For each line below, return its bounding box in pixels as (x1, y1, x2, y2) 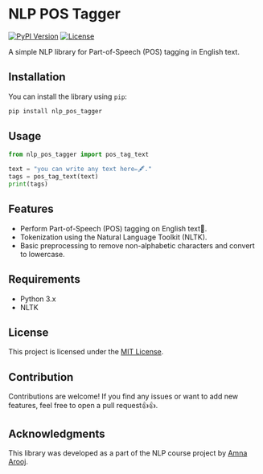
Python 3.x (19, 294, 56, 304)
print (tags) (8, 180, 48, 189)
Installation (8, 70, 66, 84)
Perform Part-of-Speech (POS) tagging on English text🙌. (19, 223, 208, 233)
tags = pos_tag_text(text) (8, 173, 99, 181)
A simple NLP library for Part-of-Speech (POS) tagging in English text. (8, 47, 240, 56)
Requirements (8, 272, 80, 286)
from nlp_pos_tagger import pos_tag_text (8, 150, 150, 159)
